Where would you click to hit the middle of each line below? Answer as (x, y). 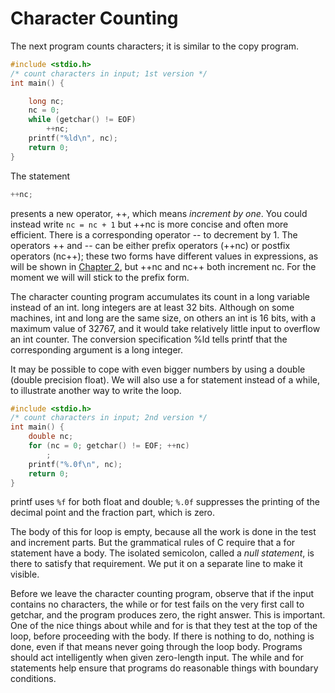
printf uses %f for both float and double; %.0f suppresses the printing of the (165, 502)
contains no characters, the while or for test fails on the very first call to (157, 604)
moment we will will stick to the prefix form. (100, 277)
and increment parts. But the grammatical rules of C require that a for (153, 543)
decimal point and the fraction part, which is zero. (113, 513)
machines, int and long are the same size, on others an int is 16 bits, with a (163, 318)
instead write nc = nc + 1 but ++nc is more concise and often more (149, 224)
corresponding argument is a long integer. (96, 349)
